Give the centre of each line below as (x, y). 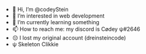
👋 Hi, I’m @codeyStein (40, 9)
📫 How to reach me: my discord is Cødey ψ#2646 (76, 29)
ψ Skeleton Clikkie (35, 44)
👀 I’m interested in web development (58, 16)
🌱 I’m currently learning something (56, 22)
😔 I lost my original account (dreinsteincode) (69, 38)
